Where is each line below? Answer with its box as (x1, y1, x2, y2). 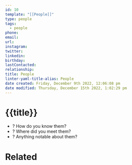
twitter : (5, 49, 23, 54)
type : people (5, 16, 32, 21)
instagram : (5, 44, 28, 49)
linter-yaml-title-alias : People (5, 76, 74, 81)
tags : (5, 21, 16, 26)
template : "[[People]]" (5, 12, 54, 17)
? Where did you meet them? (12, 128, 71, 134)
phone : (5, 30, 19, 35)
